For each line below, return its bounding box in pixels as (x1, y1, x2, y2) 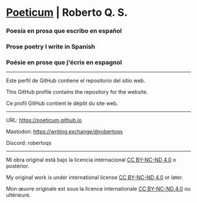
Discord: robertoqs (6, 140, 52, 147)
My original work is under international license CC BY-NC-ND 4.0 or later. (6, 174, 184, 181)
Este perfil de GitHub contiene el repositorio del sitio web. (6, 77, 145, 84)
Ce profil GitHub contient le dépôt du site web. (6, 100, 118, 107)
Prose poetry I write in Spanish (6, 43, 96, 51)
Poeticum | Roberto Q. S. (6, 6, 128, 19)
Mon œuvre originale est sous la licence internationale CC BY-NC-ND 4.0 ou (6, 185, 191, 192)
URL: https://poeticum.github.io (6, 117, 82, 124)
